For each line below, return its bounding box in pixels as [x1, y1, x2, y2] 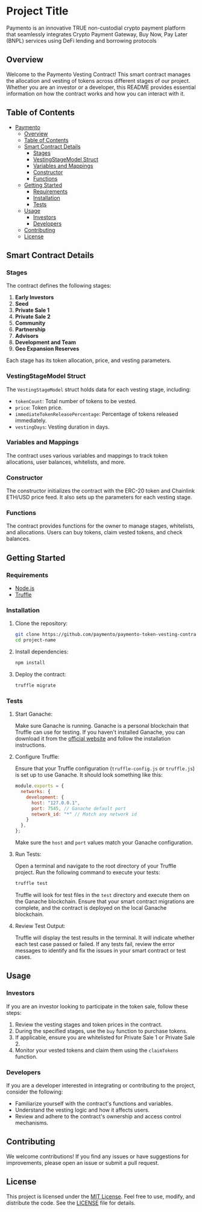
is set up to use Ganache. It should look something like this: [14, 771, 163, 779]
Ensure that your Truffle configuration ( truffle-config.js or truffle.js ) [14, 765, 195, 772]
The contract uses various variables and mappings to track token [6, 452, 168, 459]
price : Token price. [14, 404, 63, 411]
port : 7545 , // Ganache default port [31, 805, 127, 811]
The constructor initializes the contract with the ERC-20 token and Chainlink [6, 487, 195, 494]
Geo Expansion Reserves [14, 345, 80, 352]
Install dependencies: [14, 648, 69, 655]
